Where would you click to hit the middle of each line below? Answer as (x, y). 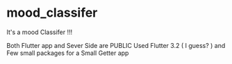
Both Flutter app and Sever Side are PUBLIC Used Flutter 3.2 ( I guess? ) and (116, 45)
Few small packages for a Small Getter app (68, 53)
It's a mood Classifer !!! (40, 32)
